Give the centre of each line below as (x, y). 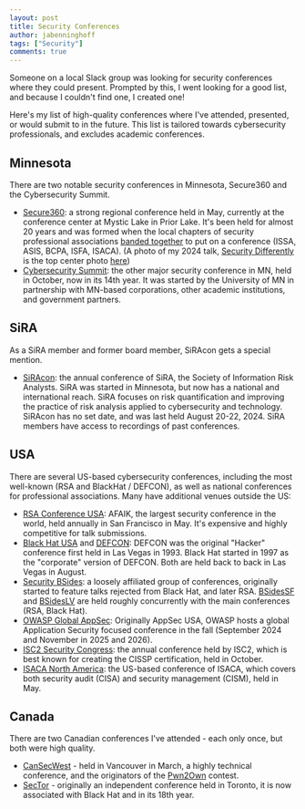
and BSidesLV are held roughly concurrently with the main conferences (156, 601)
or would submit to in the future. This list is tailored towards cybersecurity (148, 125)
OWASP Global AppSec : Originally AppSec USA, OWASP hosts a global (156, 620)
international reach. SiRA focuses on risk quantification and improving (153, 397)
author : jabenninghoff (52, 35)
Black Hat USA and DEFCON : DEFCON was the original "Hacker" (144, 543)
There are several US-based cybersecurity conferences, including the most (151, 476)
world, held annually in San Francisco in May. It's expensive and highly (155, 523)
